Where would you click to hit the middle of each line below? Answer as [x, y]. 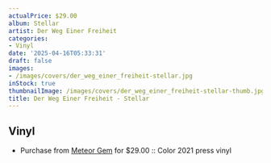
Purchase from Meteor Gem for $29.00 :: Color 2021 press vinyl [126, 151]
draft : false [30, 61]
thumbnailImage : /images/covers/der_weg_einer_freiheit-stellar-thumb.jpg [137, 91]
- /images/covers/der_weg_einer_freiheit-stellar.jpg [101, 76]
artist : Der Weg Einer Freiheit [63, 31]
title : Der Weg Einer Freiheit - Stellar [79, 98]
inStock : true [32, 83]
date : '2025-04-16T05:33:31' [57, 53]
